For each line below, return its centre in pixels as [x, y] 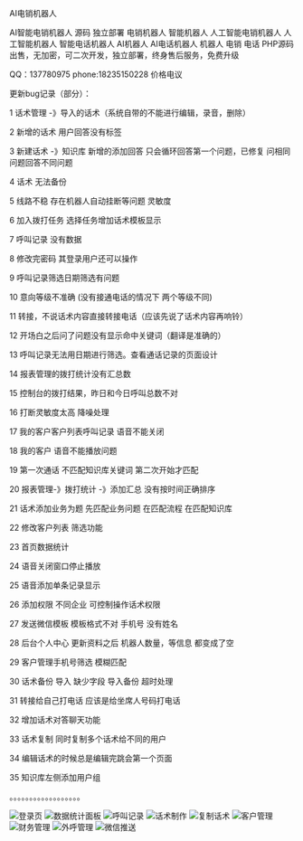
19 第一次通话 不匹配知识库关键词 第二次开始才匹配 [104, 470]
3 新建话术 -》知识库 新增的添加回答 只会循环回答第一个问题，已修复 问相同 [150, 151]
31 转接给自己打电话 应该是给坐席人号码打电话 [95, 700]
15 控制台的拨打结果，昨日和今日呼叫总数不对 [94, 393]
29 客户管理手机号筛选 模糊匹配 [68, 662]
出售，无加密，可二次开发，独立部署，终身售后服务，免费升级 [124, 55]
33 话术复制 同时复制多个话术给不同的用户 [88, 739]
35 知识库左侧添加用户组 [55, 777]
